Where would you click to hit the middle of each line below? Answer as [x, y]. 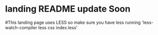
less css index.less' [58, 27]
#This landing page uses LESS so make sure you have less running [73, 22]
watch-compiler [21, 27]
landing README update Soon [68, 9]
